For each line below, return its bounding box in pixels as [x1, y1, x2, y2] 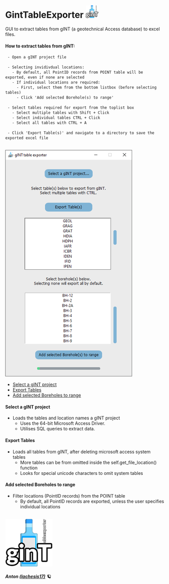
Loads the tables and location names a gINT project [12, 415, 120, 421]
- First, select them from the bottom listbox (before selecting [16, 85, 157, 90]
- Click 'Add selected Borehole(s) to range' [16, 95, 114, 101]
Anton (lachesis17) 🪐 [5, 573, 51, 579]
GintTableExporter [5, 9, 84, 21]
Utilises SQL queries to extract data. [20, 426, 95, 432]
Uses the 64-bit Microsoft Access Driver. [20, 420, 105, 426]
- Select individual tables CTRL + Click [12, 115, 100, 121]
